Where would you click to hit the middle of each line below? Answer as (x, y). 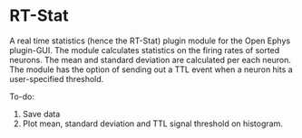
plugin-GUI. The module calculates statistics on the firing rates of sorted (145, 50)
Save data (41, 114)
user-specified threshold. (57, 78)
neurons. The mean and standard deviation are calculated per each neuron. (151, 60)
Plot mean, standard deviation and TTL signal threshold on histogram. (152, 124)
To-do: (22, 97)
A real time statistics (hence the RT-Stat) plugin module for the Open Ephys (150, 41)
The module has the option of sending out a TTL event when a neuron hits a (151, 69)
